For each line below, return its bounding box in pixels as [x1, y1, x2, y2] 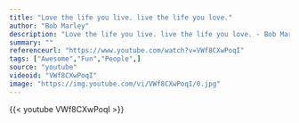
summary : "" [9, 37, 53, 47]
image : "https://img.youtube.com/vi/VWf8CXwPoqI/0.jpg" [9, 79, 221, 88]
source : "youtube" [9, 63, 77, 72]
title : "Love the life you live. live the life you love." [9, 12, 233, 22]
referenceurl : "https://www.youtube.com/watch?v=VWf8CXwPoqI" [9, 46, 245, 55]
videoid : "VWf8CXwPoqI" [9, 71, 98, 80]
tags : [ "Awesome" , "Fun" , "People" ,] [9, 54, 141, 63]
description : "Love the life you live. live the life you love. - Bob [9, 29, 277, 38]
